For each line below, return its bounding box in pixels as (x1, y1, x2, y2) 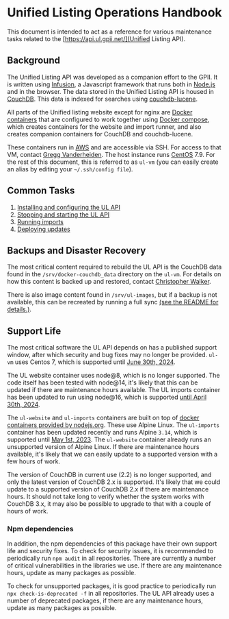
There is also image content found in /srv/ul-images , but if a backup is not (7, 291, 217, 299)
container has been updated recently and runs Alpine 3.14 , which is (7, 428, 198, 437)
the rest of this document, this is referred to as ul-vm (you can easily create (7, 158, 219, 166)
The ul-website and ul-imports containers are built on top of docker (7, 413, 200, 422)
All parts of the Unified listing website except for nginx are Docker (7, 108, 193, 116)
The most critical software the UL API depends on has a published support (7, 343, 217, 352)
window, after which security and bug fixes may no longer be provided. (7, 351, 207, 359)
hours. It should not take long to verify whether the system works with (7, 492, 204, 501)
